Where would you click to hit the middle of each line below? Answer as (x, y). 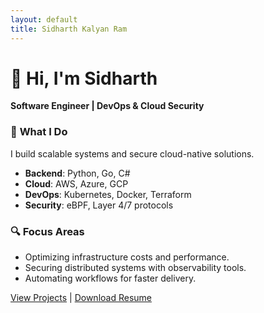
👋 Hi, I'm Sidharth (84, 78)
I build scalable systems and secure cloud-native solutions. (132, 153)
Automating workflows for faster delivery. (110, 278)
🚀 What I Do (39, 132)
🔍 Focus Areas (47, 231)
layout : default (44, 19)
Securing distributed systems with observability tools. (135, 268)
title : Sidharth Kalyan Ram (69, 29)
